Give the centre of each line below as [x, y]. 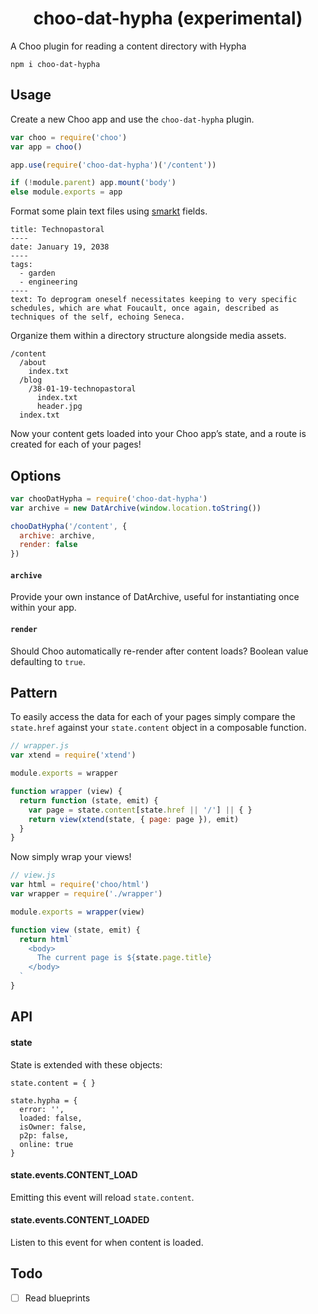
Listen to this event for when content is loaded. [107, 1242]
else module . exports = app [66, 192]
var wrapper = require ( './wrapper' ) [86, 894]
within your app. [43, 608]
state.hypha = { [44, 1100]
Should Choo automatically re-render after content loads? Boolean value [159, 651]
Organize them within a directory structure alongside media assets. [148, 336]
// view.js [33, 875]
